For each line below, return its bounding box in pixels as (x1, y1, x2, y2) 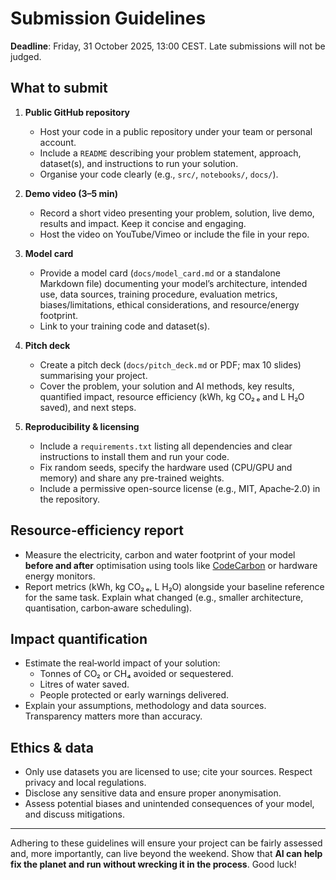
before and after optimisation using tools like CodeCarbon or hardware (24, 559, 318, 571)
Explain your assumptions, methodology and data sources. (24, 700, 267, 712)
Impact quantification (10, 630, 148, 647)
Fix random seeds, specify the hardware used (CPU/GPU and (39, 461, 293, 473)
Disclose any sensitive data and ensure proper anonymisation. (24, 787, 282, 799)
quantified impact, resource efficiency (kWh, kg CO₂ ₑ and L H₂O (39, 390, 305, 402)
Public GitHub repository (24, 106, 130, 118)
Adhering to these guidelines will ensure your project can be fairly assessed (10, 837, 323, 849)
